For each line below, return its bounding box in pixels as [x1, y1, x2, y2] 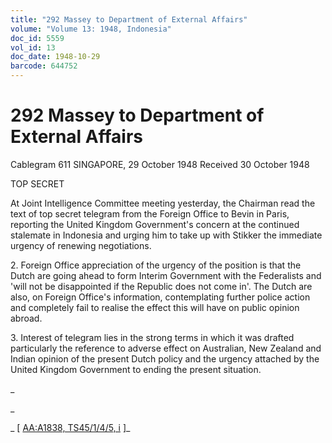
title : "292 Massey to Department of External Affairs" [10, 14, 248, 25]
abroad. [10, 312, 43, 324]
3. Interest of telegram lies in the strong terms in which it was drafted [10, 331, 295, 343]
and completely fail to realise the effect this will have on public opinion [10, 301, 300, 313]
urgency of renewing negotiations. [10, 239, 152, 251]
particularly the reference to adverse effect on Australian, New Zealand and [10, 342, 322, 354]
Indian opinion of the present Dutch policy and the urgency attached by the [10, 352, 320, 365]
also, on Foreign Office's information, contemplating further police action [10, 291, 311, 303]
